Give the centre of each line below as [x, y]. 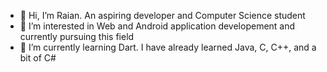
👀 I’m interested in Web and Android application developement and [157, 26]
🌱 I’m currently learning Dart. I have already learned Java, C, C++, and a [168, 47]
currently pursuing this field [77, 36]
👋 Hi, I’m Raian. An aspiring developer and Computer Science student [162, 15]
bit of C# [38, 58]
